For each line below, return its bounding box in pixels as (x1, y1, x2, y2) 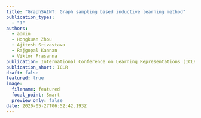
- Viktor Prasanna (11, 53, 58, 59)
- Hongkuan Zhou (11, 36, 52, 42)
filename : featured (11, 86, 60, 92)
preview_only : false (11, 97, 63, 103)
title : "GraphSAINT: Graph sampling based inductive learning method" (6, 8, 186, 15)
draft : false (6, 70, 39, 76)
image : (6, 81, 23, 87)
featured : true (6, 75, 44, 81)
